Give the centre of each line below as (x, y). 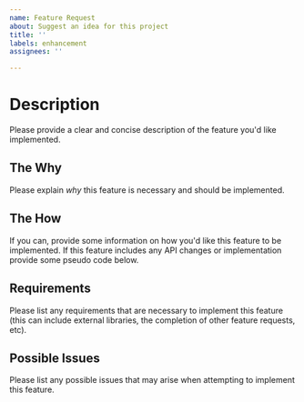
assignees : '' (36, 52)
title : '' (28, 35)
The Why (35, 168)
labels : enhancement (49, 43)
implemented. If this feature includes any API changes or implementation (146, 250)
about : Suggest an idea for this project (89, 26)
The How (35, 219)
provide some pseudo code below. (74, 259)
